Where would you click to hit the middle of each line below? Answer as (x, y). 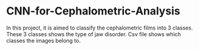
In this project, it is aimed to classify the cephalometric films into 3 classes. (100, 28)
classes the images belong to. (44, 40)
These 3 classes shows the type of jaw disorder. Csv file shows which (94, 34)
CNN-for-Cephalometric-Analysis (93, 11)
